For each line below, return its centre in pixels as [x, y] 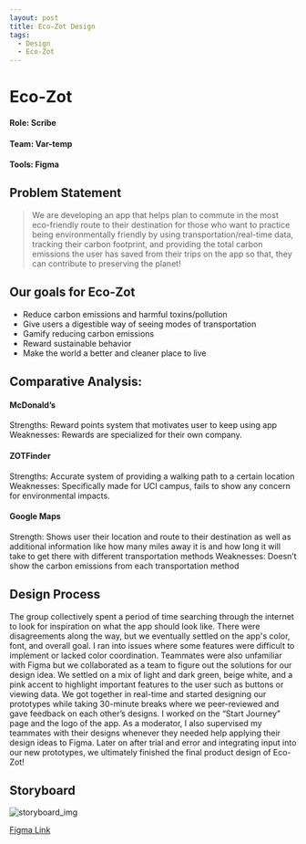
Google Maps [35, 516]
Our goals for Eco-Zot [72, 292]
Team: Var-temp [41, 143]
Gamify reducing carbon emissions [88, 333]
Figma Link [30, 830]
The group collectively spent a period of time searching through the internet [152, 616]
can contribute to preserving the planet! [106, 263]
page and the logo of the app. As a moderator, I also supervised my [136, 723]
